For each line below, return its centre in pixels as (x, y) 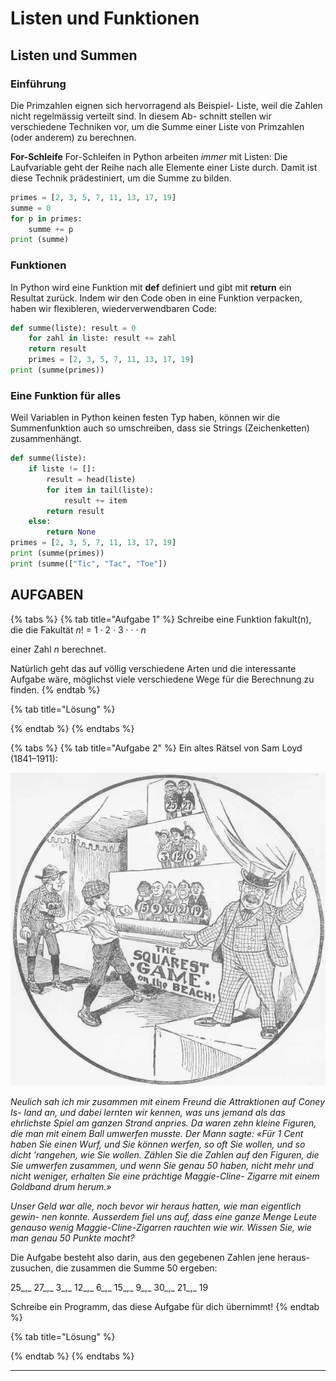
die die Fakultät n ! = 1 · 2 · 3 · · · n (78, 629)
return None (71, 532)
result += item (95, 500)
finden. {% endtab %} (55, 689)
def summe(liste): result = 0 (73, 328)
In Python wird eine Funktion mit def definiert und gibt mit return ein (151, 287)
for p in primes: (46, 218)
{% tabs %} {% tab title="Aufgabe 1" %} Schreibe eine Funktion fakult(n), (161, 619)
